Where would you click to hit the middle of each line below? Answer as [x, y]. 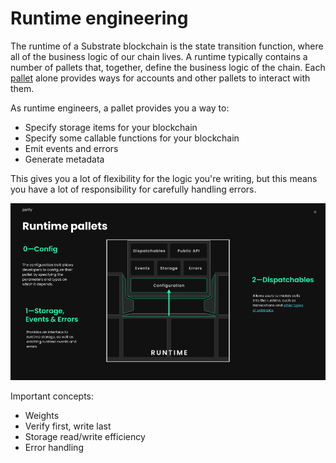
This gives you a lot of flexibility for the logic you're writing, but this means [164, 178]
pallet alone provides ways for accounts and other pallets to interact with [160, 78]
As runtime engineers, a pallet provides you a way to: [120, 108]
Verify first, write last [68, 426]
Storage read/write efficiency [85, 437]
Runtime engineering [99, 18]
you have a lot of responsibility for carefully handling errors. [133, 189]
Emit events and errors [71, 148]
